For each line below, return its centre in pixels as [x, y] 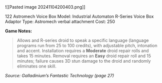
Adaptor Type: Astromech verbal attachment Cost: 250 [60, 22]
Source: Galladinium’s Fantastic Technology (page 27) [60, 75]
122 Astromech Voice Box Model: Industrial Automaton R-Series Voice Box [80, 16]
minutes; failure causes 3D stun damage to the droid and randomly [84, 61]
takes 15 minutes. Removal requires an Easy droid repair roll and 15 [84, 56]
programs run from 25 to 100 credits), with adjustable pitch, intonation [87, 45]
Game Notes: [19, 31]
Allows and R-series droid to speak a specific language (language [83, 40]
